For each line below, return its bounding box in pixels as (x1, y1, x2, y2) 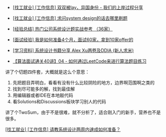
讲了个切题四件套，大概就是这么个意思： (5, 69, 90, 75)
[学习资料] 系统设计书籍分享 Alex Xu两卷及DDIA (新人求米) (12, 48, 134, 53)
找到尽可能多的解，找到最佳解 (12, 86, 75, 92)
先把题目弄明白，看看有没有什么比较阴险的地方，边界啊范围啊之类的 (12, 80, 155, 85)
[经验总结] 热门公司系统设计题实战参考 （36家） (12, 26, 113, 32)
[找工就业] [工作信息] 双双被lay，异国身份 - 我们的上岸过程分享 (12, 5, 143, 10)
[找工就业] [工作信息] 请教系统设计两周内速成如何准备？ (5, 126, 121, 132)
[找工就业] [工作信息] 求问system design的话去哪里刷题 (12, 15, 128, 21)
